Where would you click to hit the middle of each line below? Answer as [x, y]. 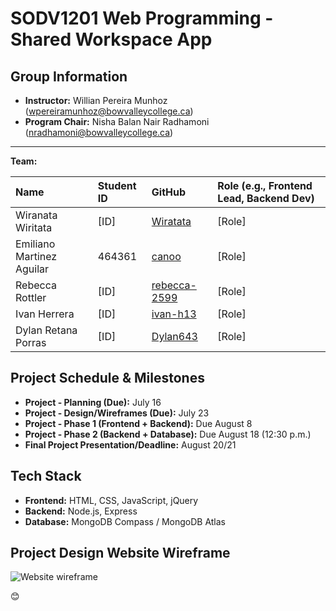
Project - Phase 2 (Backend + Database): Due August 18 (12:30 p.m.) [168, 434]
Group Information [69, 76]
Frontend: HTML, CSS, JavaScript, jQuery [111, 500]
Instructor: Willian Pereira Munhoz [96, 100]
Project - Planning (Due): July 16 [93, 402]
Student [117, 185]
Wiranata [36, 215]
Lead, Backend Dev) [266, 198]
